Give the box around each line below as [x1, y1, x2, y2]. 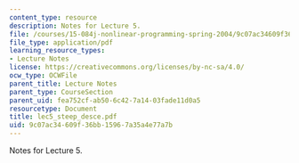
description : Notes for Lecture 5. [9, 21, 141, 30]
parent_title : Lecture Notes [9, 79, 117, 88]
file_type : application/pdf [9, 37, 114, 47]
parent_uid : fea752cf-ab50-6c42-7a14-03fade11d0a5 [9, 95, 201, 105]
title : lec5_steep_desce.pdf [9, 112, 117, 121]
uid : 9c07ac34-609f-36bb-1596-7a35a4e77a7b [9, 121, 174, 130]
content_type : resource [9, 12, 98, 22]
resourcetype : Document [9, 104, 98, 113]
